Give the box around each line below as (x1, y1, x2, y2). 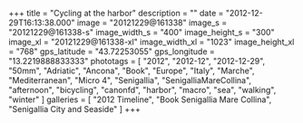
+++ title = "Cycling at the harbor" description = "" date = (8, 8, 224, 18)
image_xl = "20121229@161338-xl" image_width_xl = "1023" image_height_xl (8, 36, 295, 47)
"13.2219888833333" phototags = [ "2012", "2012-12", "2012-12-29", (8, 56, 266, 66)
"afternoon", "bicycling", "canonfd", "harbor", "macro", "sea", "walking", (8, 85, 277, 95)
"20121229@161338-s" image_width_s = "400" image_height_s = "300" (8, 27, 275, 37)
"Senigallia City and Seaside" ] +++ (8, 104, 142, 114)
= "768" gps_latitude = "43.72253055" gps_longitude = (8, 46, 215, 57)
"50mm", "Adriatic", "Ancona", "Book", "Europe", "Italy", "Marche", (8, 65, 255, 76)
